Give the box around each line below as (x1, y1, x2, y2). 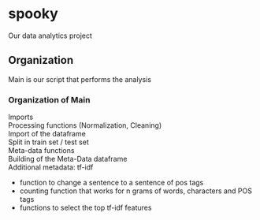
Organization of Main (8, 94, 91, 105)
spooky (8, 5, 58, 23)
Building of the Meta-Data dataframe (8, 155, 128, 164)
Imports (8, 112, 34, 122)
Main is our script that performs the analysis (8, 74, 152, 84)
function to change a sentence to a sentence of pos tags (19, 178, 204, 188)
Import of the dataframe (8, 129, 87, 139)
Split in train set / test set (8, 137, 89, 147)
